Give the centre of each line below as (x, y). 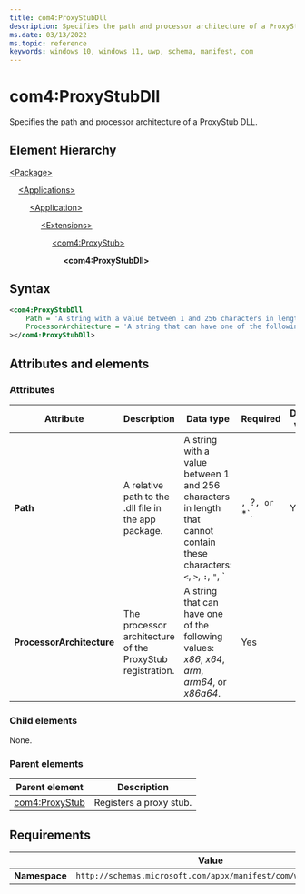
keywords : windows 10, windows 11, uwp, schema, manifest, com (132, 52)
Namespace (41, 876)
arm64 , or (205, 681)
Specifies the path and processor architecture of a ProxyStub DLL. (134, 122)
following (203, 636)
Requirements (50, 834)
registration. (149, 670)
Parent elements (46, 764)
